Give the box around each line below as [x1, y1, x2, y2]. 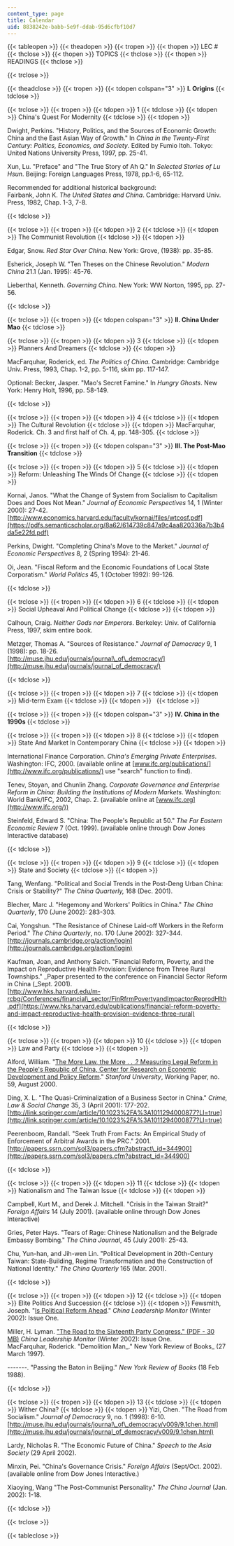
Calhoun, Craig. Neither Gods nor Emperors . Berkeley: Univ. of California [7, 619, 217, 627]
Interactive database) [7, 831, 68, 840]
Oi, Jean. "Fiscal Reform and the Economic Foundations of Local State [7, 563, 210, 572]
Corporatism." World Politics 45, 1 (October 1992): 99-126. [7, 570, 175, 579]
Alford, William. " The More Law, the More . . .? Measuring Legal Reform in [7, 1058, 218, 1066]
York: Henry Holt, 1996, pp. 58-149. [7, 386, 109, 394]
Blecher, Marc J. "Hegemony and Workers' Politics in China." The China [7, 901, 214, 909]
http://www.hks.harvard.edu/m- [9, 987, 101, 995]
